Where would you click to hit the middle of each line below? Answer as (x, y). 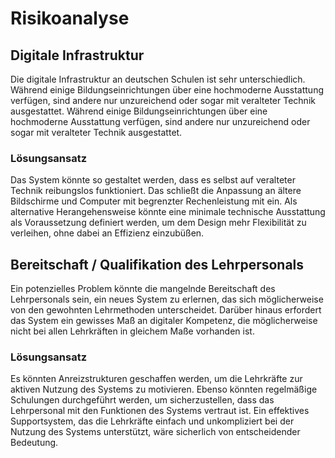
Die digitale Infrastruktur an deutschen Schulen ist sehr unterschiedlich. (158, 79)
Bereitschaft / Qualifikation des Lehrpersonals (157, 264)
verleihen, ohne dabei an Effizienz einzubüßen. (107, 233)
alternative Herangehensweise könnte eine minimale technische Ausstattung (168, 212)
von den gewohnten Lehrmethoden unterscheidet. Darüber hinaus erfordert (166, 310)
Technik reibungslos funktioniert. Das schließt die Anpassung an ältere (156, 191)
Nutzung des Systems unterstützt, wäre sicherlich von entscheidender (155, 432)
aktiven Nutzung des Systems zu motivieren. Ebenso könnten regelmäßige (164, 389)
